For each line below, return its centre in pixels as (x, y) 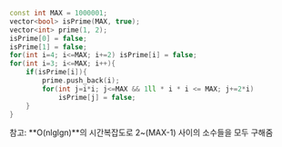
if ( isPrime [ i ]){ (57, 73)
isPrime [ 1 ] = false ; (49, 47)
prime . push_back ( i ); (81, 81)
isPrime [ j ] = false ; (97, 97)
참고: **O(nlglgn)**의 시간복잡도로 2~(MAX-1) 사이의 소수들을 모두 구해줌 (141, 132)
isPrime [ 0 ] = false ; (49, 38)
